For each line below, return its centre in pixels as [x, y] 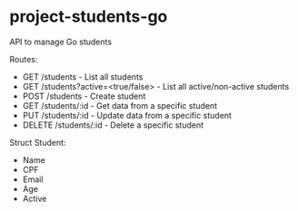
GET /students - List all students [83, 77]
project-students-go [89, 17]
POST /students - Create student [84, 96]
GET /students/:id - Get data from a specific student [120, 105]
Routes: [24, 59]
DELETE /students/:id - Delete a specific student [113, 125]
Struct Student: [38, 142]
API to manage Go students [60, 42]
